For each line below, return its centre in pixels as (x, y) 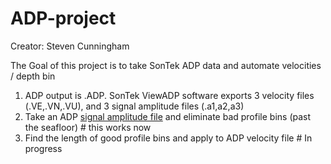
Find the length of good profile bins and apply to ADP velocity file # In (168, 138)
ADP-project (63, 18)
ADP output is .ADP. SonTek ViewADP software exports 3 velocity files (169, 95)
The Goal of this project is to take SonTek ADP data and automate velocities (166, 65)
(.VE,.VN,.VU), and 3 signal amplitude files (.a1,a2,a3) (134, 106)
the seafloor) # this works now (88, 127)
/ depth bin (33, 76)
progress (43, 148)
